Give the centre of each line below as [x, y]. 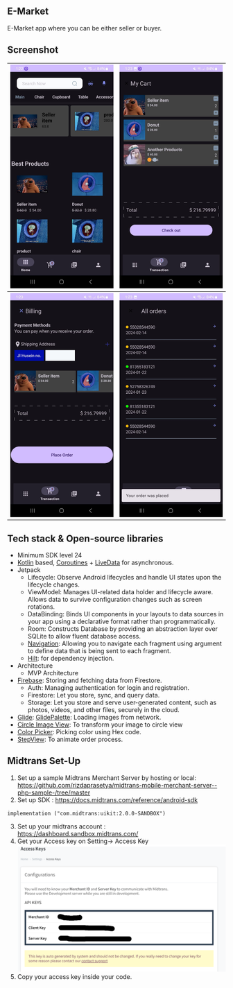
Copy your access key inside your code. [75, 976]
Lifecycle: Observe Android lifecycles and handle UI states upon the [124, 578]
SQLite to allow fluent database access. [84, 636]
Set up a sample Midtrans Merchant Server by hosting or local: [106, 778]
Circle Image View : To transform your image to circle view [100, 725]
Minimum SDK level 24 [50, 555]
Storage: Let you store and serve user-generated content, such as [122, 702]
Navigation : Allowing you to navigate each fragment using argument [124, 643]
